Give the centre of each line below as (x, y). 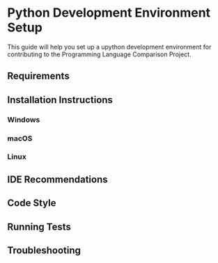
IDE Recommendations (57, 179)
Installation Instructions (60, 100)
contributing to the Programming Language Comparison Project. (99, 54)
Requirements (38, 76)
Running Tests (39, 226)
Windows (24, 120)
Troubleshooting (44, 251)
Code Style (32, 203)
